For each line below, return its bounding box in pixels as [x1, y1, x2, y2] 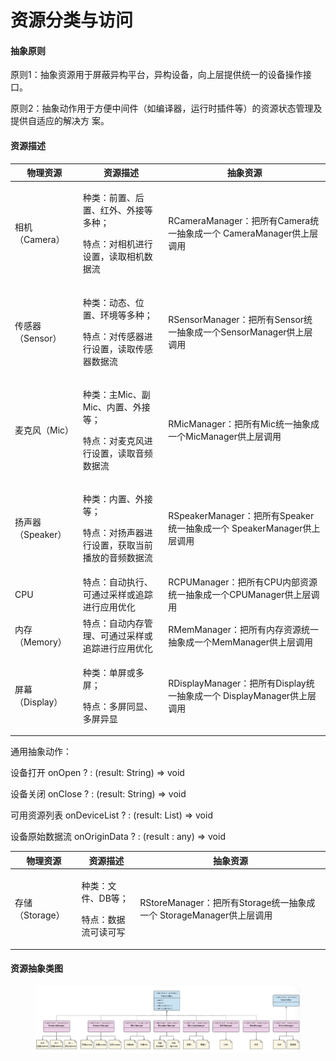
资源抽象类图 [10, 962, 63, 975]
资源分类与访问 [10, 9, 134, 32]
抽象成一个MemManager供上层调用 [168, 636, 313, 648]
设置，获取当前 [91, 539, 153, 551]
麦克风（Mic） [14, 424, 75, 436]
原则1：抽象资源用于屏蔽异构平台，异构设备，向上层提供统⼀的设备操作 [10, 69, 303, 81]
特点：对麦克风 [82, 434, 145, 446]
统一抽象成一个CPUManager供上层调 [168, 589, 320, 601]
